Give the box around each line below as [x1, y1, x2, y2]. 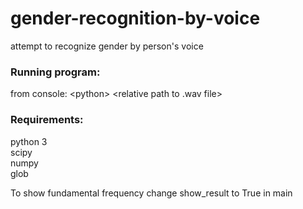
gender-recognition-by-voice [10, 7, 261, 30]
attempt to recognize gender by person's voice [10, 40, 204, 52]
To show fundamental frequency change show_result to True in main [10, 187, 293, 199]
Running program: [10, 65, 101, 79]
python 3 [10, 135, 48, 147]
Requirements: [10, 113, 84, 127]
